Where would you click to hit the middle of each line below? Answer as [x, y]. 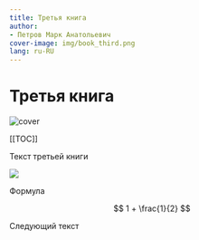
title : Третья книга [48, 18]
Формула [27, 191]
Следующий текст [44, 226]
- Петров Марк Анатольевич [60, 34]
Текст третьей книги [49, 157]
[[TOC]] [24, 139]
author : [24, 26]
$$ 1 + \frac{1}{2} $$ [152, 208]
